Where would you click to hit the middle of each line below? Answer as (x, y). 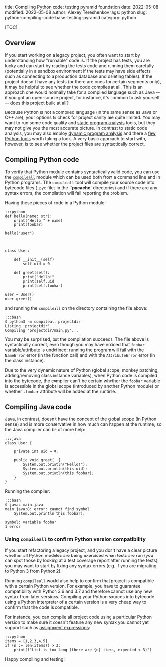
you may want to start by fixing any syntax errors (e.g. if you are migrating (81, 566)
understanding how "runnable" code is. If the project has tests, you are (78, 60)
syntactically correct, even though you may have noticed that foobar (75, 344)
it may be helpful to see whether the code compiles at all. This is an (74, 87)
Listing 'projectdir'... (31, 326)
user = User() (20, 294)
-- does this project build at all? (37, 103)
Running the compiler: (28, 491)
